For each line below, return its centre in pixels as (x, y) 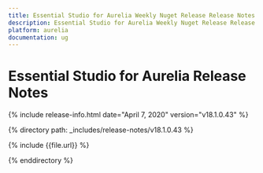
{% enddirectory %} (41, 160)
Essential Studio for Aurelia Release (127, 76)
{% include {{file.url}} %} (49, 145)
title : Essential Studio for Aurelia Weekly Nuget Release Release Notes (132, 15)
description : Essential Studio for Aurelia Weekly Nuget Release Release (132, 23)
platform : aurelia (38, 30)
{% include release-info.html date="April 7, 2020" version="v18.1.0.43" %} (128, 115)
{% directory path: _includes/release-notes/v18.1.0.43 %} (101, 130)
